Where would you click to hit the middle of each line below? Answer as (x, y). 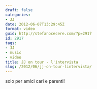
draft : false (19, 10)
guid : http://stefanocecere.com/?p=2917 (49, 34)
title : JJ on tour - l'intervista (42, 62)
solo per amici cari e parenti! (35, 81)
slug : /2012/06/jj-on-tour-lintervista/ (49, 67)
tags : (11, 43)
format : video (20, 29)
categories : (18, 15)
